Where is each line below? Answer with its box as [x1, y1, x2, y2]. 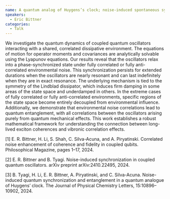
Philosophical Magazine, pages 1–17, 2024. [5, 147, 94, 153]
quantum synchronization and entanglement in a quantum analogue [23, 177, 164, 183]
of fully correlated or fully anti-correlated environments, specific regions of [5, 94, 162, 100]
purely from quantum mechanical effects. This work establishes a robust [5, 115, 156, 122]
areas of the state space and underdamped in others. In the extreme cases [5, 89, 161, 95]
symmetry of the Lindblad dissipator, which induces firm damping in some [5, 83, 160, 89]
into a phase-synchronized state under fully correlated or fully [5, 62, 135, 68]
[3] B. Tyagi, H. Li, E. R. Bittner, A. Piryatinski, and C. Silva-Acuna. [5, 172, 142, 178]
